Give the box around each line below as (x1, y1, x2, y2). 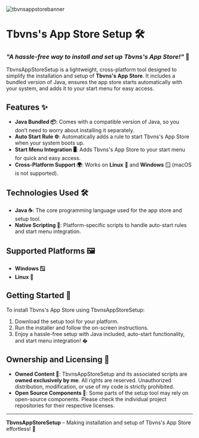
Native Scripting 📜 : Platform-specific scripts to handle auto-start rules (14, 222, 187, 229)
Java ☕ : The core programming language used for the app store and (14, 207, 182, 214)
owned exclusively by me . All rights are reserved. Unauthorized (14, 376, 172, 383)
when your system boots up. (14, 139, 85, 146)
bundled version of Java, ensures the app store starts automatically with (6, 79, 182, 86)
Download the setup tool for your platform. (14, 318, 119, 325)
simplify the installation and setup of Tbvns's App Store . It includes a (6, 72, 176, 79)
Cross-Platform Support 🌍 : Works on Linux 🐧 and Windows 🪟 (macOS (14, 161, 192, 168)
